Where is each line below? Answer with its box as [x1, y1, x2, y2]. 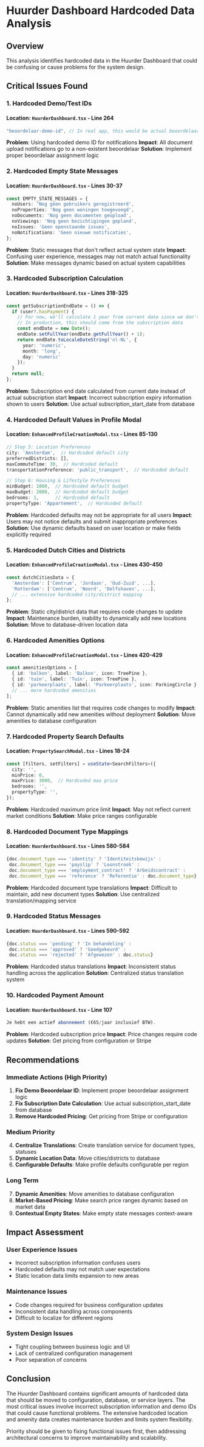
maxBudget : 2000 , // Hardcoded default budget [6, 489, 129, 495]
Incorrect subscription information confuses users [15, 1259, 141, 1266]
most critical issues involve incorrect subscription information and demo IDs [6, 1403, 197, 1410]
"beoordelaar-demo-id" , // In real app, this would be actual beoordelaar [6, 128, 200, 134]
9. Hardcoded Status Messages [6, 912, 101, 921]
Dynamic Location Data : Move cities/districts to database [15, 1154, 160, 1162]
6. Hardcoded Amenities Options [6, 636, 105, 645]
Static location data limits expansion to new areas [15, 1272, 140, 1280]
